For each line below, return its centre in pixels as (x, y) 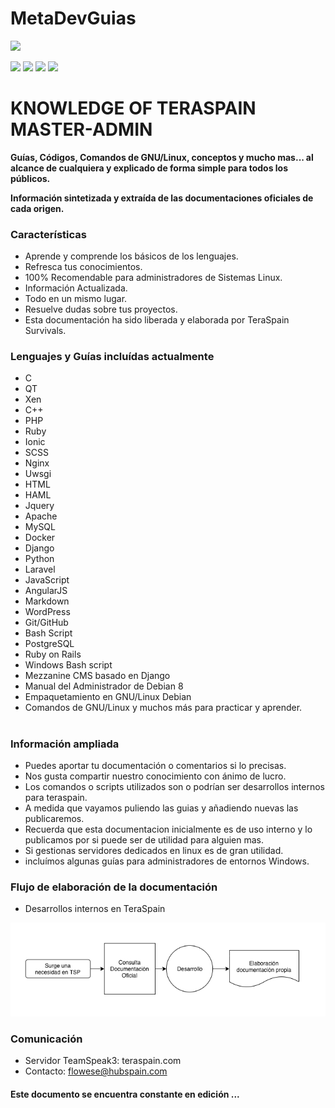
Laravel (40, 569)
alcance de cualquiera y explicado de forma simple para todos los (149, 168)
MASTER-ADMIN (81, 129)
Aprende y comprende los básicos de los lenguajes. (131, 256)
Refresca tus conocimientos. (83, 267)
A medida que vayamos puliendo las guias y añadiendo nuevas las (161, 808)
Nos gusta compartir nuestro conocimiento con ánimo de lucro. (155, 776)
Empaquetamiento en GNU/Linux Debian (108, 697)
